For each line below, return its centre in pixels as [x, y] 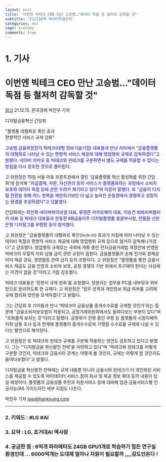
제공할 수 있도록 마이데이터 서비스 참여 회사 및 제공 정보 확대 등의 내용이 [83, 376]
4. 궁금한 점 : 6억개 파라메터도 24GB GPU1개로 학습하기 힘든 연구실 [81, 447]
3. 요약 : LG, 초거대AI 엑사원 [37, 432]
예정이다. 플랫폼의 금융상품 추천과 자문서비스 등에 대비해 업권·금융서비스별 [82, 382]
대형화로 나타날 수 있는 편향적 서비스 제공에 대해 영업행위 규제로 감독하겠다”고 [85, 154]
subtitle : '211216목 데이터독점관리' [40, 19]
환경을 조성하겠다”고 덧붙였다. [39, 202]
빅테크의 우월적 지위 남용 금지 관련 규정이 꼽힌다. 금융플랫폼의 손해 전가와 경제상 [82, 254]
